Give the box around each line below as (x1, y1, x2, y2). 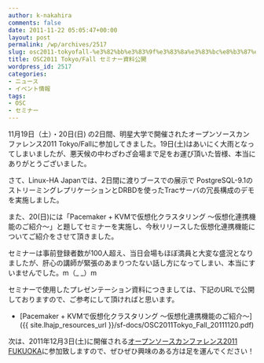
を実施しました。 (8, 195, 64, 205)
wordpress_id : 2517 (8, 63, 72, 71)
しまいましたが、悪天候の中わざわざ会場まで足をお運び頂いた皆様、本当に (14, 149, 256, 158)
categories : (8, 70, 47, 78)
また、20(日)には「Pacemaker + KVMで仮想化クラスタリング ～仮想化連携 (8, 212, 249, 221)
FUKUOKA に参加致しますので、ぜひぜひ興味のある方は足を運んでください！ (8, 346, 255, 355)
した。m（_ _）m (42, 269, 97, 277)
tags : (8, 92, 26, 100)
